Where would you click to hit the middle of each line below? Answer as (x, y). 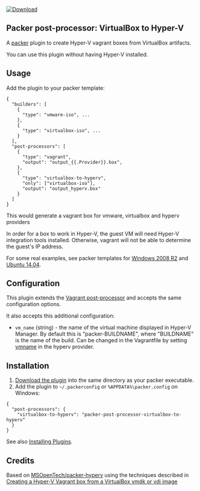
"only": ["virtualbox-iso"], (59, 183)
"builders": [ (29, 104)
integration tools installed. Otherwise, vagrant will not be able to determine (99, 240)
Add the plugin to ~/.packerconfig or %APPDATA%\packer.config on (96, 387)
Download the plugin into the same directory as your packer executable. (105, 380)
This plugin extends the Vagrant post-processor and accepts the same (94, 298)
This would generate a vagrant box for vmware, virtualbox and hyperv (93, 215)
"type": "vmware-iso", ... (56, 114)
